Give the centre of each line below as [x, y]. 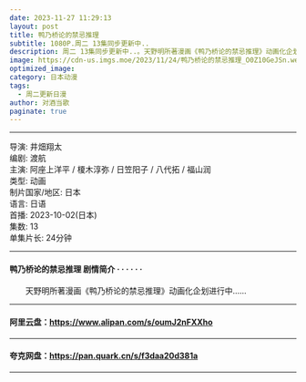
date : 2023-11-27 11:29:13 [61, 18]
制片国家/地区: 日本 [46, 192]
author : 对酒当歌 [40, 103]
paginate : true [38, 111]
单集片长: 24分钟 [41, 238]
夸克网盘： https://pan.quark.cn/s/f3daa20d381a [104, 356]
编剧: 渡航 [28, 158]
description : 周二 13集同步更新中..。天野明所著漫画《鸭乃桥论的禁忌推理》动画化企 [151, 52]
